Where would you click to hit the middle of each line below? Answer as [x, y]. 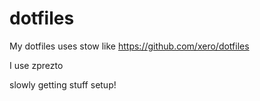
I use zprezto [36, 65]
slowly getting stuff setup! [63, 84]
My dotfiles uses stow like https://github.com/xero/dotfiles [129, 46]
